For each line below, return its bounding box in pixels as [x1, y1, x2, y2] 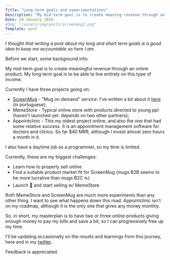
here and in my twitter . [5, 239, 52, 245]
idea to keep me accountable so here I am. [5, 46, 95, 52]
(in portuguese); [12, 101, 47, 108]
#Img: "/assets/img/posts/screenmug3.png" [5, 21, 97, 27]
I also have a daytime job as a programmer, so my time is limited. [5, 144, 141, 150]
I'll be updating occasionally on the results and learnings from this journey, [5, 233, 162, 240]
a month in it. [12, 134, 40, 140]
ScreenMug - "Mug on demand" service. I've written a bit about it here [12, 96, 161, 102]
